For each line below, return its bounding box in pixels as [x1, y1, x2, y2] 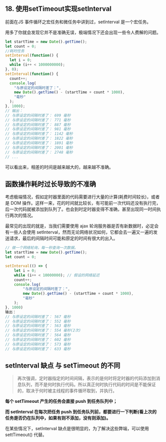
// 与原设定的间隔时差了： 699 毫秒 [5, 113, 71, 118]
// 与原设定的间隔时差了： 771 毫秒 [5, 117, 71, 122]
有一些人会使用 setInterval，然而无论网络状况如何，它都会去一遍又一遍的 [5, 229, 154, 235]
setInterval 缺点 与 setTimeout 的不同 [5, 361, 121, 370]
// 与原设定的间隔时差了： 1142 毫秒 [5, 131, 73, 136]
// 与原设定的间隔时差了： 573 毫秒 [5, 341, 71, 347]
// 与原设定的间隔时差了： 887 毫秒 [5, 122, 71, 127]
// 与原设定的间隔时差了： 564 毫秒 [5, 332, 71, 338]
